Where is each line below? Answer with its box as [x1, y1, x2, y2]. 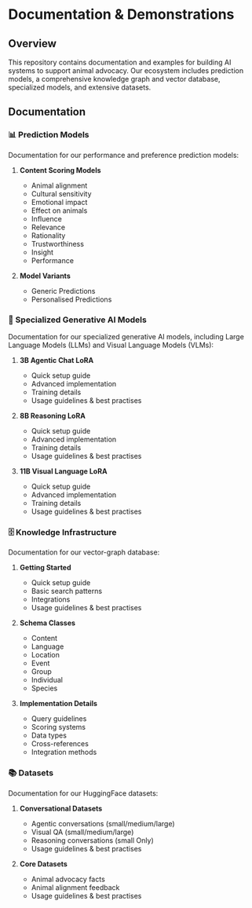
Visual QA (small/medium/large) [31, 827, 134, 837]
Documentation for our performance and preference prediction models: [8, 150, 239, 159]
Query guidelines [31, 714, 87, 723]
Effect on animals [31, 206, 88, 215]
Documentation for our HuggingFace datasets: [8, 788, 159, 798]
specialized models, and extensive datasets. [8, 82, 152, 92]
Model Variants [19, 271, 71, 280]
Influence [31, 214, 63, 223]
